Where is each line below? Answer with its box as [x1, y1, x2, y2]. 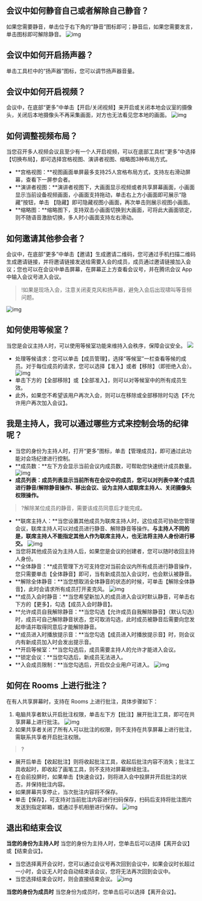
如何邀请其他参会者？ [6, 233, 86, 243]
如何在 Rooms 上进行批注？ [6, 681, 109, 691]
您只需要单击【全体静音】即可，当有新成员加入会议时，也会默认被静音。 [14, 570, 195, 577]
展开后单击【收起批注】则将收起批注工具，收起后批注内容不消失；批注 [14, 757, 190, 765]
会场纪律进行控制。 [25, 455, 74, 462]
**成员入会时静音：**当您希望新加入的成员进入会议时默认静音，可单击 [14, 593, 190, 600]
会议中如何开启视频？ [6, 87, 86, 97]
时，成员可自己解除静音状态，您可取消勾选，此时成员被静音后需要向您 [14, 615, 190, 622]
